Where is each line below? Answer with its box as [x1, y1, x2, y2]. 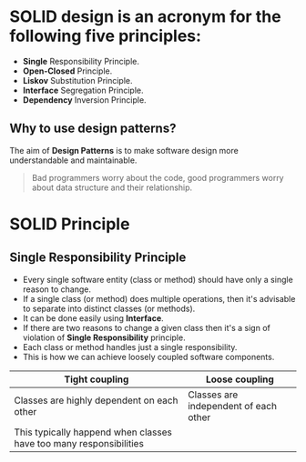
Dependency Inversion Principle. [22, 94, 148, 105]
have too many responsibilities [14, 437, 144, 449]
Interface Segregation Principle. [22, 85, 144, 95]
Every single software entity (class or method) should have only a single [22, 274, 293, 285]
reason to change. [22, 284, 91, 295]
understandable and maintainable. [9, 155, 138, 166]
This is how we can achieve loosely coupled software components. [22, 351, 275, 362]
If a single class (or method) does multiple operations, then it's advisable [22, 293, 296, 304]
